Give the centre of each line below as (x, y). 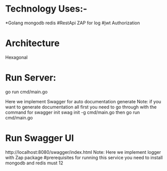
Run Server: (31, 78)
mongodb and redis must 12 (34, 163)
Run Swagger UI (40, 138)
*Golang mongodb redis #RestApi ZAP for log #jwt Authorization (73, 23)
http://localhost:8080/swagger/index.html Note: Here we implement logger (83, 152)
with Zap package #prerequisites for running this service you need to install (84, 157)
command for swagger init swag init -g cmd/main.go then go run (73, 112)
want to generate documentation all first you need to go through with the (81, 107)
